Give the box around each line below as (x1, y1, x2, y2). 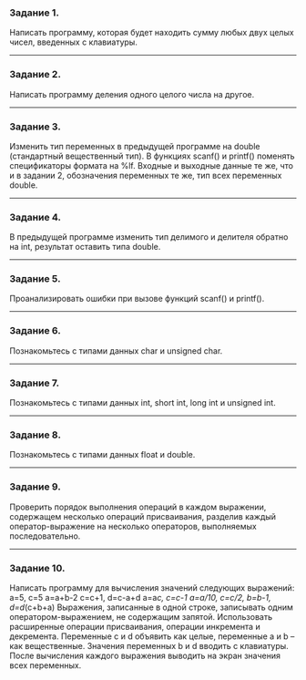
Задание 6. (9, 325, 61, 337)
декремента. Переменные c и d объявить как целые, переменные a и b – (9, 631, 295, 642)
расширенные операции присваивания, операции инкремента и (9, 621, 261, 632)
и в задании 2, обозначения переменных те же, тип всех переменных (9, 170, 282, 180)
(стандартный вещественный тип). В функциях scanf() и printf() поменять (9, 150, 295, 161)
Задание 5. (9, 273, 61, 285)
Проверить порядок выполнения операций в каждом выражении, (9, 501, 267, 512)
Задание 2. (9, 68, 62, 81)
